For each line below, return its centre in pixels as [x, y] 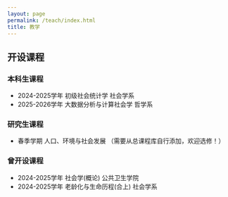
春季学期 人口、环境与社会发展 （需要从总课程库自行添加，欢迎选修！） [121, 141]
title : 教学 [24, 27]
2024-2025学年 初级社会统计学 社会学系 [76, 96]
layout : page [26, 14]
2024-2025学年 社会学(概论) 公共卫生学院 [78, 177]
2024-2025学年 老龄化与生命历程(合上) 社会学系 [87, 186]
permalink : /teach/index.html [52, 20]
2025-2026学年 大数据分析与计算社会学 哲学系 [85, 104]
